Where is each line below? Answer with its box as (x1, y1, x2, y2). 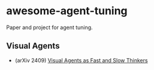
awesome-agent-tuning (6, 4, 128, 18)
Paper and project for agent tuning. (6, 24, 93, 31)
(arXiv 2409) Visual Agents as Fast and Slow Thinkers (14, 56, 148, 63)
